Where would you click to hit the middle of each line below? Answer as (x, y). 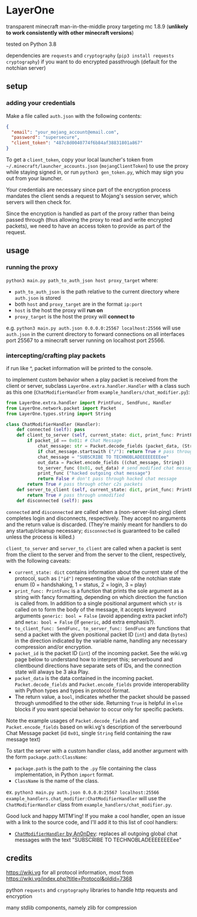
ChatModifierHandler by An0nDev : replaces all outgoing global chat (96, 833)
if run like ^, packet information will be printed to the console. (79, 368)
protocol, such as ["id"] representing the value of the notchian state (98, 578)
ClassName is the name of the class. (57, 780)
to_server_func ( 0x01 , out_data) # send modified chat (106, 468)
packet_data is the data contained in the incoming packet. (84, 678)
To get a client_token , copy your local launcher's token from (80, 160)
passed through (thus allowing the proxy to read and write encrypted (89, 220)
